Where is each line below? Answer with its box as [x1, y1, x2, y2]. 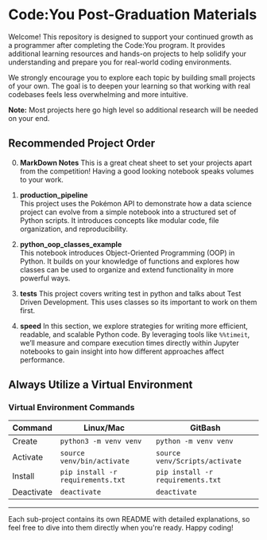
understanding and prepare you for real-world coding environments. [8, 57, 232, 67]
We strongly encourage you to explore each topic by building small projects [8, 72, 256, 82]
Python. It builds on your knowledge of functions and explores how [19, 256, 240, 266]
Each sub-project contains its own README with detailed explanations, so [8, 515, 250, 524]
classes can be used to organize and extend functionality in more [19, 264, 234, 274]
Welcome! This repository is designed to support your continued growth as [8, 32, 253, 41]
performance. [19, 354, 65, 364]
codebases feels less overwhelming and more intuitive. [8, 89, 188, 99]
